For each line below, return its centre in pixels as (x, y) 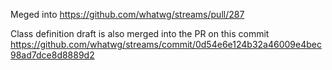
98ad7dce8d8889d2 (52, 55)
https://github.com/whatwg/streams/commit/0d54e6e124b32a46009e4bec (166, 44)
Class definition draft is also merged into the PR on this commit (140, 33)
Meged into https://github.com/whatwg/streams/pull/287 (127, 14)
